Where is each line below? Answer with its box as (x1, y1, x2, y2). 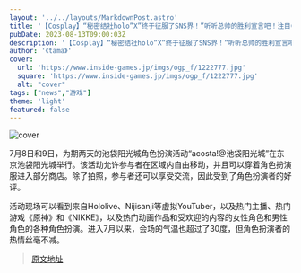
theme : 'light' (9, 96, 66, 106)
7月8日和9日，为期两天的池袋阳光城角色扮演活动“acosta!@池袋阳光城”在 (9, 148, 278, 159)
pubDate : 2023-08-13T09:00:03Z (9, 30, 126, 39)
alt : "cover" (17, 80, 66, 89)
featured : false (9, 105, 70, 114)
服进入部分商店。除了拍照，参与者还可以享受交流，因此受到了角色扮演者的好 (9, 171, 292, 181)
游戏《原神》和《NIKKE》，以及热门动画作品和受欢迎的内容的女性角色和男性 (9, 212, 288, 223)
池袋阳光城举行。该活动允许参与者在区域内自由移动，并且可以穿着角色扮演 (16, 159, 292, 171)
